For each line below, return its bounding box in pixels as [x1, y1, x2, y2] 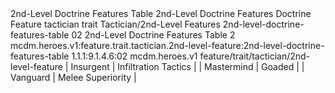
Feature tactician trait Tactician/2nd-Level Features [10, 18, 221, 30]
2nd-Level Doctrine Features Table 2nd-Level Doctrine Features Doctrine [10, 8, 312, 19]
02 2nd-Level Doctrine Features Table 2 [71, 29, 236, 41]
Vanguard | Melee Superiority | [10, 72, 137, 83]
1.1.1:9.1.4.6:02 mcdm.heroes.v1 [71, 50, 198, 62]
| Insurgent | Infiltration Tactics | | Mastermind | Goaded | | [64, 61, 305, 72]
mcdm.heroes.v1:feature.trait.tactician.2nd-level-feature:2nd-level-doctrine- [10, 40, 325, 51]
